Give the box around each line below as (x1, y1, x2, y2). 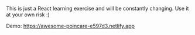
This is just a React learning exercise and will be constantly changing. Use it (6, 5, 189, 12)
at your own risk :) (6, 11, 50, 18)
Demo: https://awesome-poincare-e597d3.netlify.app (6, 23, 135, 29)
